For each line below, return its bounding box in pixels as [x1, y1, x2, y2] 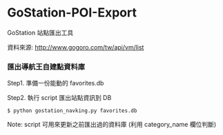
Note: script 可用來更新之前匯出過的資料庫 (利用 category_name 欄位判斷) [7, 121, 217, 129]
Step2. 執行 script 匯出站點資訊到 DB [7, 94, 112, 102]
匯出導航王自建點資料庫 [7, 62, 85, 72]
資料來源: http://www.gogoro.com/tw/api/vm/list [7, 43, 144, 51]
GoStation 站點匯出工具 [7, 28, 74, 37]
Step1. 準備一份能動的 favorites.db [7, 79, 104, 87]
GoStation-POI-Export [7, 5, 137, 21]
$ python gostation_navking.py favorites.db [7, 107, 137, 114]
